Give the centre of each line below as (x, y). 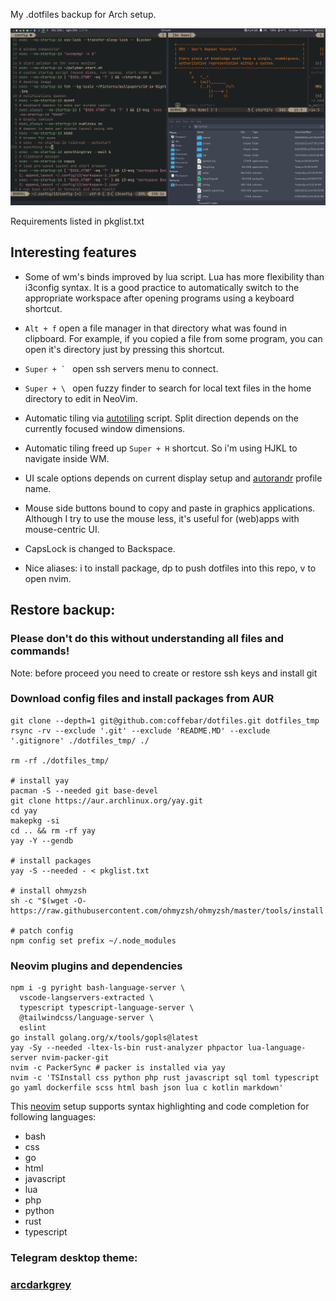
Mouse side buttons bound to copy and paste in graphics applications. (170, 508)
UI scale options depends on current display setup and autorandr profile (173, 478)
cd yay (24, 810)
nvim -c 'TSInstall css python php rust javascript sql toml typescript (165, 1078)
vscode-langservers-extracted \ (87, 998)
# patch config (42, 930)
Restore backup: (63, 610)
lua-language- (277, 1048)
